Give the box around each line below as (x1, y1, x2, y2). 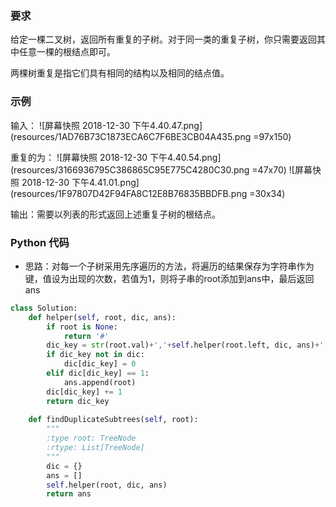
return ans (46, 489, 92, 499)
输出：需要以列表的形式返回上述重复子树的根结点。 (10, 208, 221, 220)
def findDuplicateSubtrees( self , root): (28, 415, 199, 425)
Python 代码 (10, 235, 70, 249)
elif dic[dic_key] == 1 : (46, 368, 150, 379)
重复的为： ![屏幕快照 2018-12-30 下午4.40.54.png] (10, 151, 222, 163)
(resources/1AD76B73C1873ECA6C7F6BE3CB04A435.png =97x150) (10, 130, 292, 142)
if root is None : (46, 322, 118, 332)
